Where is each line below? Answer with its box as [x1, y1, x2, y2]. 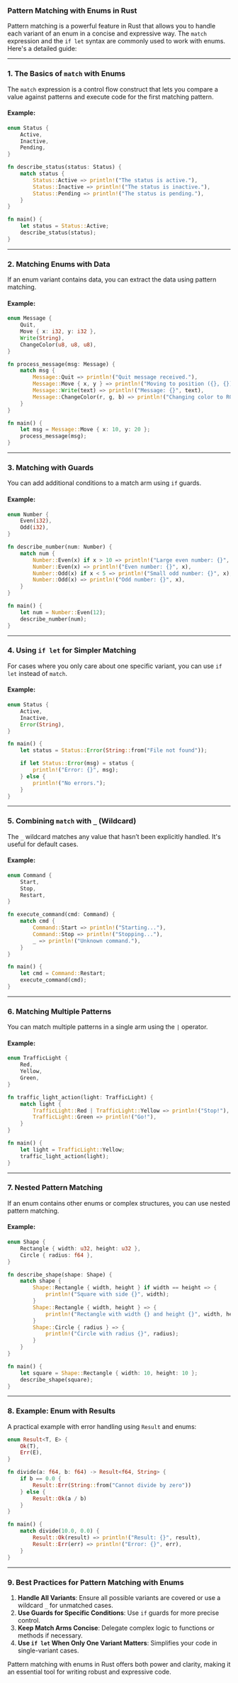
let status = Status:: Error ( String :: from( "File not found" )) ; [20, 747, 208, 754]
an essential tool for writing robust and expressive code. [7, 1667, 171, 1676]
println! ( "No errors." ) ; [33, 779, 106, 787]
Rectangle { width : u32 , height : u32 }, [20, 1245, 141, 1252]
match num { [20, 550, 55, 557]
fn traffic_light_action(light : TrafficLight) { [7, 1094, 154, 1101]
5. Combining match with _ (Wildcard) [7, 816, 137, 826]
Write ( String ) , [20, 334, 65, 342]
